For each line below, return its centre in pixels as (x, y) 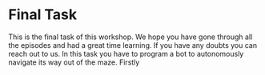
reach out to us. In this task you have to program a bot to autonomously (126, 53)
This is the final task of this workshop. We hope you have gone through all (130, 37)
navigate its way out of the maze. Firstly (74, 62)
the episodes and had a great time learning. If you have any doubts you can (133, 45)
